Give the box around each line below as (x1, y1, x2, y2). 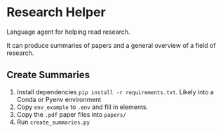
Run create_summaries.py (16, 118, 90, 126)
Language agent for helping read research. (6, 27, 130, 36)
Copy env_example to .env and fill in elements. (16, 103, 149, 111)
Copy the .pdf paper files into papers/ (16, 110, 127, 118)
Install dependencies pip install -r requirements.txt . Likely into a (16, 87, 215, 96)
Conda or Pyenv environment (16, 95, 102, 103)
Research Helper (6, 4, 106, 20)
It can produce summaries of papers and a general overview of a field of (6, 41, 216, 49)
